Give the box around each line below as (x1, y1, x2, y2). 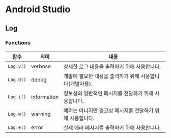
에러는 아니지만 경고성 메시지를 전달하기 (63, 107, 154, 114)
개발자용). (70, 80, 93, 87)
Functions (5, 39, 31, 46)
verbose (31, 63, 51, 70)
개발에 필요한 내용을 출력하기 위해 (63, 72, 140, 79)
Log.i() (8, 94, 26, 100)
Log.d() (8, 76, 26, 82)
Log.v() (8, 63, 26, 69)
